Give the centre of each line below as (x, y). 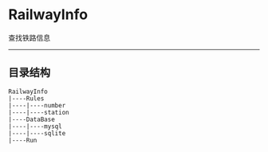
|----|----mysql (35, 126)
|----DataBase (32, 119)
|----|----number (37, 105)
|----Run (23, 140)
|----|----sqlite (37, 133)
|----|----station (39, 112)
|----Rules (26, 98)
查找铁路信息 (29, 37)
